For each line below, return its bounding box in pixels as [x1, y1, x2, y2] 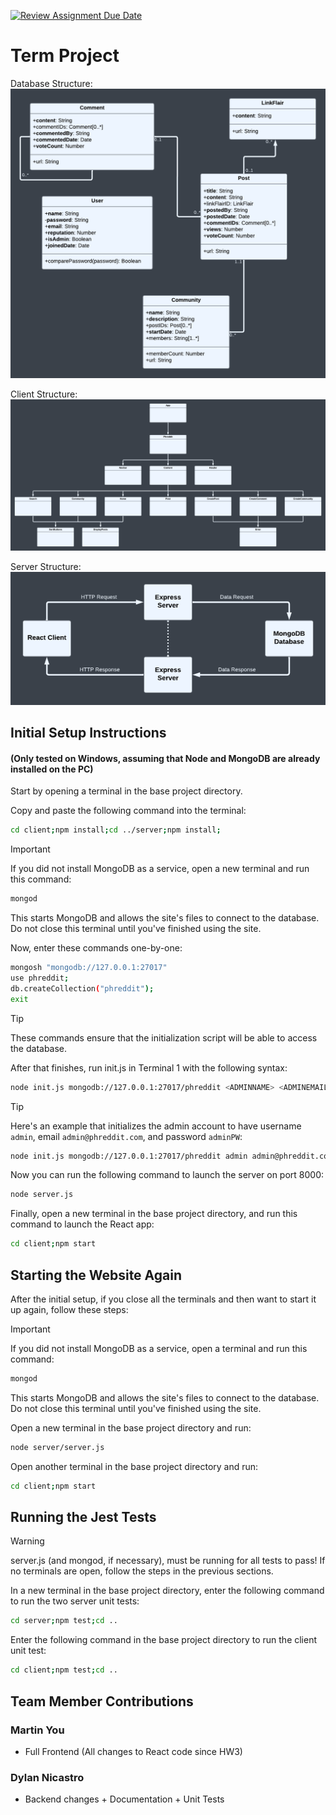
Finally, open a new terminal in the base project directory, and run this [10, 1208, 298, 1220]
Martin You [10, 1723, 65, 1737]
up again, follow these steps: [10, 1304, 129, 1316]
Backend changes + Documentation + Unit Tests [24, 1793, 225, 1805]
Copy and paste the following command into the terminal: [10, 805, 247, 817]
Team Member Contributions [10, 1693, 194, 1710]
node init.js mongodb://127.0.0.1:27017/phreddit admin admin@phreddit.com [10, 1151, 333, 1161]
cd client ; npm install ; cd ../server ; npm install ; [10, 825, 222, 835]
